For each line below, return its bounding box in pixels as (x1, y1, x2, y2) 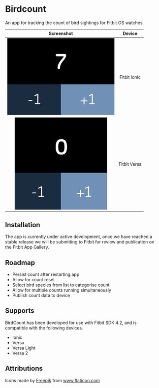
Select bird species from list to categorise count (12, 282, 110, 288)
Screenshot (48, 30, 73, 36)
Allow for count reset (12, 277, 55, 283)
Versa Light (12, 345, 36, 351)
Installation (5, 220, 40, 229)
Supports (5, 306, 34, 315)
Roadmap (5, 258, 35, 267)
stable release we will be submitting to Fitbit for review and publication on (5, 239, 155, 245)
